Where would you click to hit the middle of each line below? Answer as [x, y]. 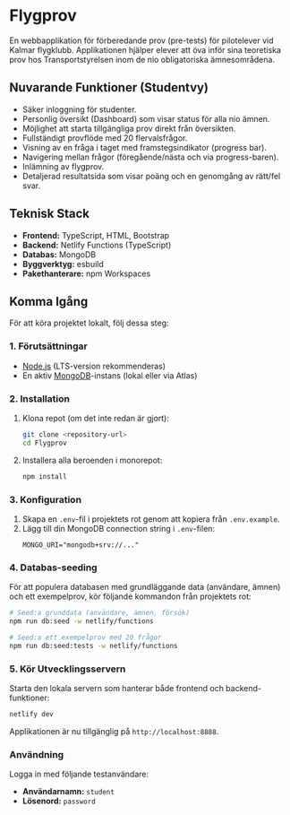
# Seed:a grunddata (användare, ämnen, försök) [100, 613]
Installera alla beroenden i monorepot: [92, 460]
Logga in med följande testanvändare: [79, 774]
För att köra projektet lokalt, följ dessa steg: [89, 323]
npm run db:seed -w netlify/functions [81, 621]
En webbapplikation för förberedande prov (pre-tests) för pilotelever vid [142, 40]
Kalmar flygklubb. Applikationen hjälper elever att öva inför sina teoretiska [145, 49]
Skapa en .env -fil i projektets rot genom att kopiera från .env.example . [151, 519]
